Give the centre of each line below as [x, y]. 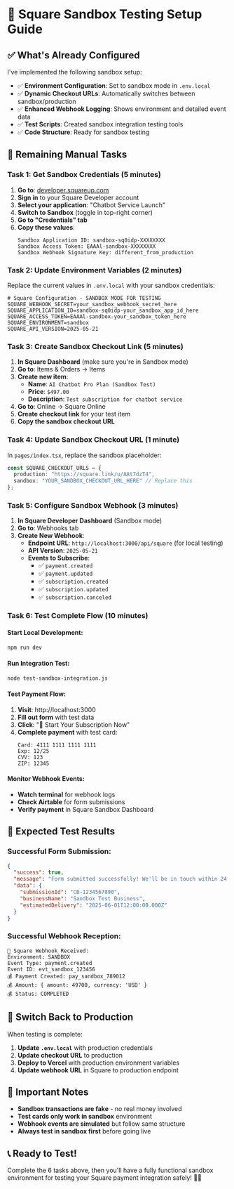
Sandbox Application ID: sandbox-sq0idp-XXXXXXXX [91, 240]
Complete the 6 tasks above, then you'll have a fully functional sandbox [110, 1170]
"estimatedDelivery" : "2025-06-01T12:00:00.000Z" [94, 905]
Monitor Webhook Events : [46, 779]
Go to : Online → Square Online [62, 407]
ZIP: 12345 [33, 763]
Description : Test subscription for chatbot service [105, 399]
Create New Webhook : [51, 536]
